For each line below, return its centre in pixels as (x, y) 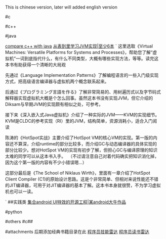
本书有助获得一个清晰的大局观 (35, 65)
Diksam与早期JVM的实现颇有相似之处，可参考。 (54, 104)
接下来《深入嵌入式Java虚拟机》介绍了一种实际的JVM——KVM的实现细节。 (82, 115)
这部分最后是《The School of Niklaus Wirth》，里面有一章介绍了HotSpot (78, 173)
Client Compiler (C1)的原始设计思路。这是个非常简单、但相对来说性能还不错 (82, 179)
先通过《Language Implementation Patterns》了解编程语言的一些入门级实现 (82, 75)
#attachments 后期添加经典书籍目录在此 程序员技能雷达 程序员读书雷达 (77, 232)
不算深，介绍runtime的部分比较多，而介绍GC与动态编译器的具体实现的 (85, 144)
